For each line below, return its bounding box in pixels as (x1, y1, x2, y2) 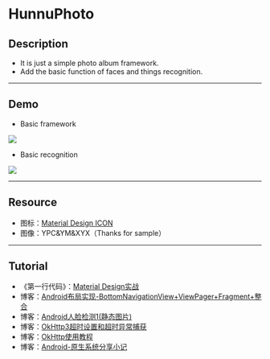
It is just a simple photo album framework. (19, 58, 159, 68)
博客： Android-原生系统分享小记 (19, 342, 128, 352)
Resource (8, 196, 58, 209)
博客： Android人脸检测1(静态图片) (19, 312, 133, 322)
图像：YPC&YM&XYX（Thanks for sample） (19, 228, 166, 237)
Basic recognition (19, 150, 79, 159)
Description (8, 37, 68, 51)
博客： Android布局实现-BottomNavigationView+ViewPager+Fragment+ (19, 291, 255, 302)
